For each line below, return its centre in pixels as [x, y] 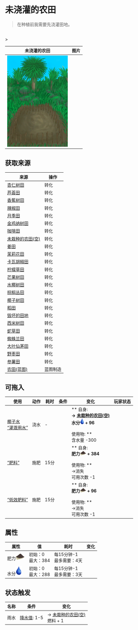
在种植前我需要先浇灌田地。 [45, 24]
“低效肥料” [17, 500]
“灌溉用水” [17, 428]
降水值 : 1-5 [32, 617]
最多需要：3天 [68, 574]
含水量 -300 [84, 440]
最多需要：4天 [68, 560]
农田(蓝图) [17, 369]
